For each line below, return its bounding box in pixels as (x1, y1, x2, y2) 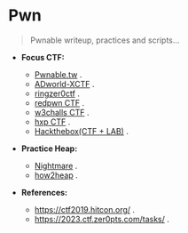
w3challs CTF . (34, 107, 90, 117)
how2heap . (34, 170, 79, 181)
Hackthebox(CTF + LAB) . (34, 125, 129, 136)
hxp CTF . (34, 116, 71, 127)
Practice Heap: (20, 143, 78, 154)
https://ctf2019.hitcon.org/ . (34, 204, 135, 214)
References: (20, 187, 68, 197)
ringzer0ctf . (34, 88, 81, 99)
